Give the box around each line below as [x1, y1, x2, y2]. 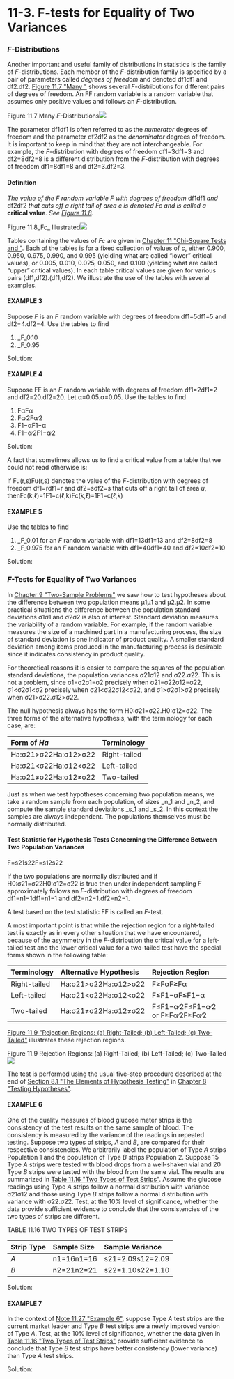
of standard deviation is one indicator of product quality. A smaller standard [7, 635, 224, 643]
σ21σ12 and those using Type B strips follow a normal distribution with [7, 1190, 208, 1198]
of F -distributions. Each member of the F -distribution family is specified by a [7, 68, 227, 76]
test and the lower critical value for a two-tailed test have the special [24, 943, 221, 952]
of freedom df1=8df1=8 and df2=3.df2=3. [7, 162, 127, 171]
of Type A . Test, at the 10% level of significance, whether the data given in [7, 1330, 221, 1338]
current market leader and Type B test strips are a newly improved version [7, 1322, 221, 1330]
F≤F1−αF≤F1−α [152, 990, 205, 1000]
